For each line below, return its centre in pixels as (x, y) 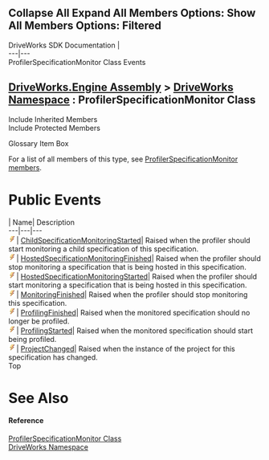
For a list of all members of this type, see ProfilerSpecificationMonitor (123, 159)
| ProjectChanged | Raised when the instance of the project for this (126, 348)
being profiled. (33, 339)
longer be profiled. (39, 321)
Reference (26, 421)
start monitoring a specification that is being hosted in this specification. (128, 285)
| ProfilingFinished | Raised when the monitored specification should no (133, 312)
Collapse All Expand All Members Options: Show (132, 13)
